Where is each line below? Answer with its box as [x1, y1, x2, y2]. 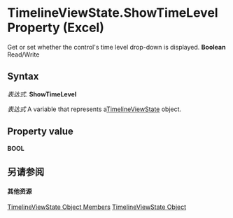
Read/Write [7, 50, 40, 59]
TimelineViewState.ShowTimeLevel [7, 5, 218, 21]
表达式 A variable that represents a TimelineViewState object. [7, 105, 182, 113]
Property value [7, 126, 73, 138]
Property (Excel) [7, 20, 105, 36]
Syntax [7, 71, 39, 82]
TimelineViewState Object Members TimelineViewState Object [7, 203, 187, 211]
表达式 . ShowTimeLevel [7, 89, 77, 99]
